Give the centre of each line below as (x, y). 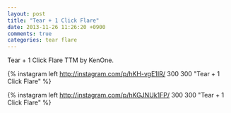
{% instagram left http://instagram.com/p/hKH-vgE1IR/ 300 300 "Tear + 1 (114, 74)
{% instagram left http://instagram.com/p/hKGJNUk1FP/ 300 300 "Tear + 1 (116, 95)
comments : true (30, 34)
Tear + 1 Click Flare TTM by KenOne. (61, 60)
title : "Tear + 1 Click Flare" (53, 20)
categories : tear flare (42, 40)
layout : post (26, 14)
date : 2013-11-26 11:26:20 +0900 (57, 27)
